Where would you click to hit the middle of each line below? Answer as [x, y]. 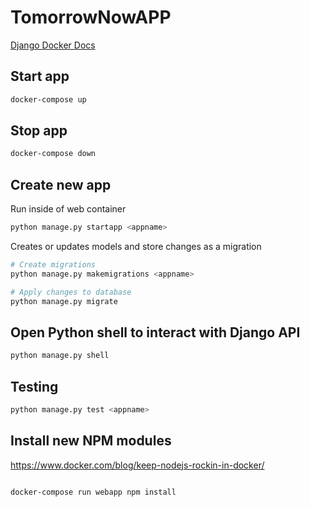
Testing [34, 386]
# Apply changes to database [71, 292]
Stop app [39, 131]
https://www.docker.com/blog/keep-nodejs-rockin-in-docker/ [137, 465]
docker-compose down [53, 154]
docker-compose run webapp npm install [93, 492]
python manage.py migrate [64, 301]
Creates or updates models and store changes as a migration [136, 246]
